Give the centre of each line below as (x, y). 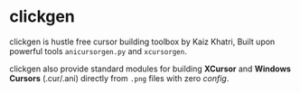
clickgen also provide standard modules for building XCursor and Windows (150, 69)
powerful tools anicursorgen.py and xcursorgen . (98, 51)
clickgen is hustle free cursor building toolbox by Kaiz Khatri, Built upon (142, 42)
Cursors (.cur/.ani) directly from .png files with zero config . (119, 78)
